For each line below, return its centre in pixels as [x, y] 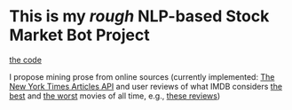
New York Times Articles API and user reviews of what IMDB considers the [146, 86]
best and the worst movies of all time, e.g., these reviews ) [114, 96]
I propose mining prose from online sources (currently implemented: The [142, 76]
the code [26, 59]
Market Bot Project [79, 35]
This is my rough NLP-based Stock [139, 16]
